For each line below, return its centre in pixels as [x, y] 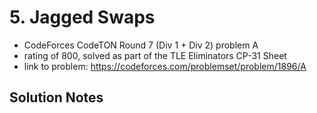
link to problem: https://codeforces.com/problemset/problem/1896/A [165, 66]
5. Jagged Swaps [82, 17]
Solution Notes [56, 97]
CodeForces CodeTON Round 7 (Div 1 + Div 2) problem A [141, 45]
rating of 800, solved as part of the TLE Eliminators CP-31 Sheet [155, 55]
